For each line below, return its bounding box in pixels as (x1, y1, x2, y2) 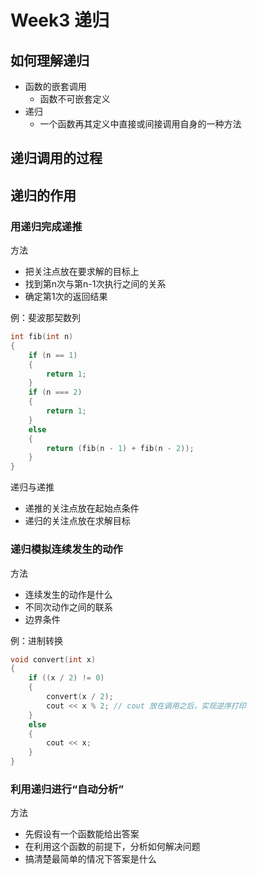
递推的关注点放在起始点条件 (24, 502, 140, 515)
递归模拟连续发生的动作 (10, 542, 123, 556)
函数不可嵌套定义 (39, 93, 111, 105)
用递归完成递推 (10, 219, 83, 233)
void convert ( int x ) (10, 654, 97, 665)
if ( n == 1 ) (28, 350, 78, 360)
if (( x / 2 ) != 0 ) (28, 673, 105, 683)
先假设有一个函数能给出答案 (24, 828, 140, 840)
